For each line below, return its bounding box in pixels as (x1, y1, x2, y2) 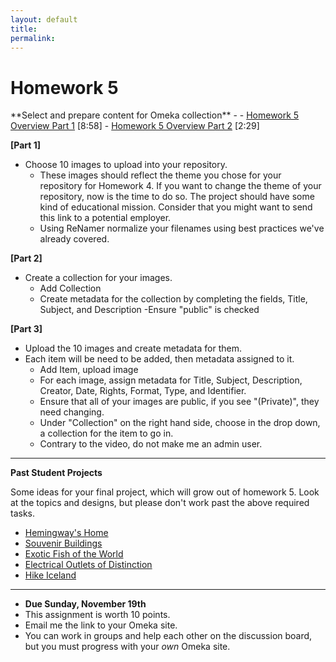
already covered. (39, 233, 110, 245)
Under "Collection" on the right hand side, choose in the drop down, (39, 417, 321, 429)
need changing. (39, 406, 105, 418)
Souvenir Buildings (24, 537, 103, 550)
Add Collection (39, 282, 102, 295)
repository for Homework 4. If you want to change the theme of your (39, 180, 322, 192)
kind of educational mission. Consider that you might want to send (39, 201, 313, 213)
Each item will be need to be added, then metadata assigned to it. (24, 353, 295, 365)
